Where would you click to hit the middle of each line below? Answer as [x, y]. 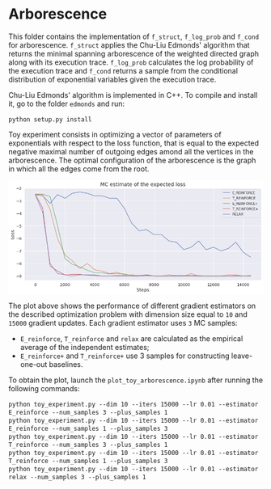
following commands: [44, 388]
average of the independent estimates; [85, 347]
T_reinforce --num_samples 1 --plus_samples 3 [88, 461]
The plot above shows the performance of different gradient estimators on [132, 306]
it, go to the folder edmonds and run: [67, 103]
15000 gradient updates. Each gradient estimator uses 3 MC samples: [123, 322]
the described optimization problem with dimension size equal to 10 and [128, 314]
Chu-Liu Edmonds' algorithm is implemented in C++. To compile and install [133, 95]
